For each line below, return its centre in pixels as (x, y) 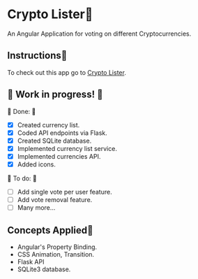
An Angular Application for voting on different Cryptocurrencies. (99, 34)
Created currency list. (48, 124)
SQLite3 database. (44, 269)
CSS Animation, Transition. (56, 254)
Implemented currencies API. (59, 156)
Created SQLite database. (54, 141)
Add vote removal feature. (55, 200)
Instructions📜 (37, 56)
